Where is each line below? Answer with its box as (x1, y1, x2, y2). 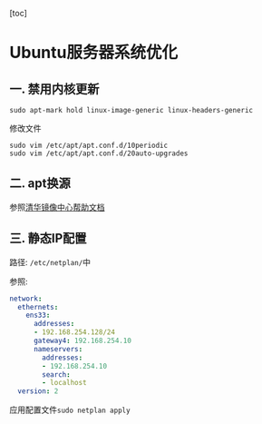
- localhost (42, 379, 88, 388)
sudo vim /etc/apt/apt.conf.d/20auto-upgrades (9, 149, 189, 158)
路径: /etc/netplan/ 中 (9, 256, 92, 267)
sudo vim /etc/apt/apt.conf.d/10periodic (9, 141, 169, 150)
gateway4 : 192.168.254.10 (33, 336, 131, 345)
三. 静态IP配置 (9, 231, 87, 246)
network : (9, 294, 43, 303)
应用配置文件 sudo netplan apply (9, 404, 131, 416)
